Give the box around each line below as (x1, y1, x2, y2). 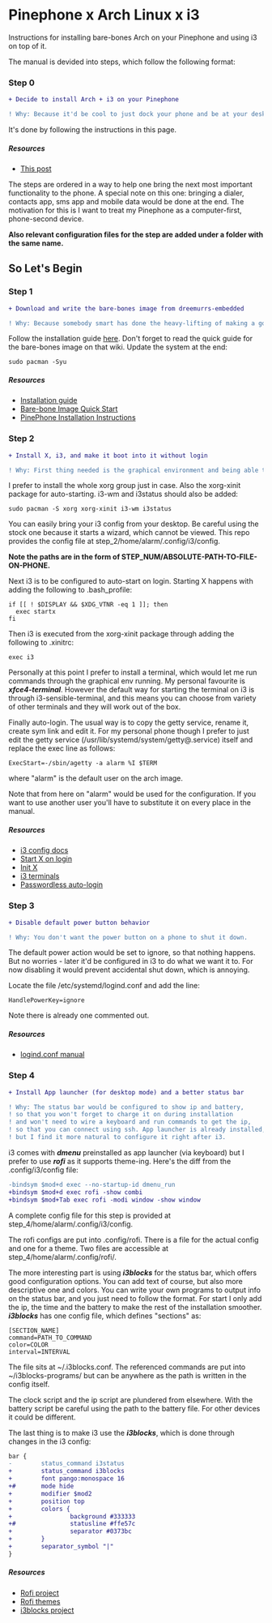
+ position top (8, 1497, 85, 1505)
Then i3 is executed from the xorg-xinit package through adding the (8, 629, 235, 639)
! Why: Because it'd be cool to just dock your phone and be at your (8, 110, 249, 118)
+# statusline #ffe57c (8, 1520, 136, 1528)
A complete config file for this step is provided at (8, 1210, 172, 1220)
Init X (19, 863, 38, 872)
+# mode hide (8, 1482, 74, 1491)
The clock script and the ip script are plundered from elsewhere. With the (8, 1394, 253, 1404)
